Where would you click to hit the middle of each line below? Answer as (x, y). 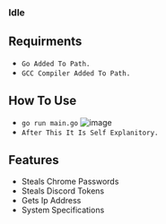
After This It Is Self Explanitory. (90, 133)
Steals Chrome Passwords (70, 182)
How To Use (43, 101)
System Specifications (63, 210)
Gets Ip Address (51, 201)
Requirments (45, 42)
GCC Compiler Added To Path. (76, 73)
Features (34, 160)
